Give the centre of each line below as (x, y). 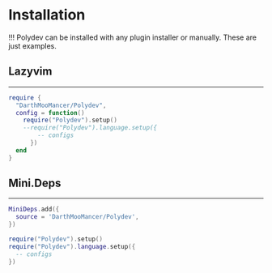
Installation (47, 15)
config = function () (50, 113)
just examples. (32, 45)
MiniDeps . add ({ (34, 209)
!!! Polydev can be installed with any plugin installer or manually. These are (133, 37)
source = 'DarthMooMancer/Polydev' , (77, 217)
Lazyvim (30, 72)
